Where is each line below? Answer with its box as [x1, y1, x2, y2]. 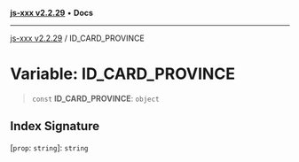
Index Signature [10, 119, 100, 134]
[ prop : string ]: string [10, 142, 89, 153]
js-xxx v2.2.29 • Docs [10, 8, 94, 18]
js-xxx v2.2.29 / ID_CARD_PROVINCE [10, 33, 145, 43]
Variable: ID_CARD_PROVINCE [10, 64, 236, 84]
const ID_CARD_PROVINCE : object [31, 93, 160, 104]
